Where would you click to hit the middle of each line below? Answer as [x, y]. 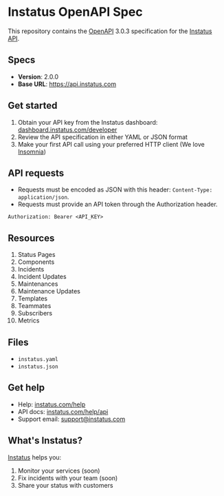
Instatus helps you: [35, 457]
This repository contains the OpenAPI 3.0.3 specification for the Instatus [110, 31]
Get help [26, 387]
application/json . [43, 197]
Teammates [34, 306]
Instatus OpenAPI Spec [75, 12]
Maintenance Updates [49, 291]
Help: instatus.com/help [52, 404]
